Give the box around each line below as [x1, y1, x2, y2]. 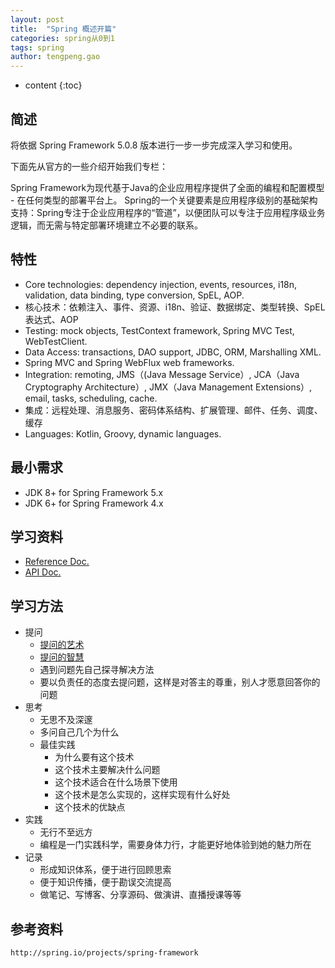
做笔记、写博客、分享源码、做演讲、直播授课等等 [39, 889, 242, 901]
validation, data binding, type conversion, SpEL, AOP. [24, 289, 245, 301]
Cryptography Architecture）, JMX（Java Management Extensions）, [24, 381, 313, 393]
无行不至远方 [39, 826, 93, 838]
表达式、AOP [24, 313, 79, 325]
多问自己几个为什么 [39, 726, 120, 738]
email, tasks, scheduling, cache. [24, 392, 158, 404]
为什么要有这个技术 [54, 751, 135, 763]
